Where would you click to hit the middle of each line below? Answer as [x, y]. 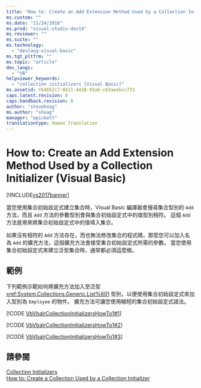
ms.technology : [25, 46]
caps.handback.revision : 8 [40, 101]
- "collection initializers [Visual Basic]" [68, 85]
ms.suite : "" [22, 40]
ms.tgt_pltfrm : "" [29, 56]
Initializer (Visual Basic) [66, 178]
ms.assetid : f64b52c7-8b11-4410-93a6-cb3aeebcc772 [71, 90]
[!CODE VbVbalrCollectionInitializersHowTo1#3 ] [65, 336]
